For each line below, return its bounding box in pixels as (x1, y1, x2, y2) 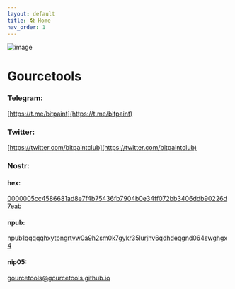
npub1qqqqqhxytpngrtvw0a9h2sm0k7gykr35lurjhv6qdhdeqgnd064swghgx (7, 234, 228, 242)
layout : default (7, 10, 55, 18)
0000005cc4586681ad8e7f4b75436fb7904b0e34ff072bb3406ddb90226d (7, 195, 228, 203)
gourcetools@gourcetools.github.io (7, 273, 110, 282)
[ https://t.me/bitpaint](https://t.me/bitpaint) (7, 109, 133, 118)
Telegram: (7, 93, 44, 103)
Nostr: (7, 161, 30, 171)
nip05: (7, 258, 28, 266)
